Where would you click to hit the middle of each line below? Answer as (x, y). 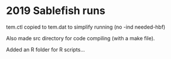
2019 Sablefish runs (56, 11)
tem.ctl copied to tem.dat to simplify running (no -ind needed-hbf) (86, 27)
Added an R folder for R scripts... (46, 49)
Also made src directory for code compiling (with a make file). (81, 38)
